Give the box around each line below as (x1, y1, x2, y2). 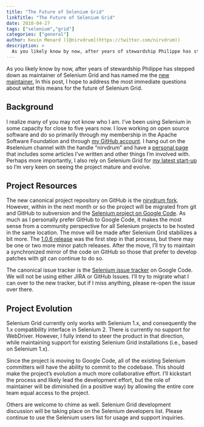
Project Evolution (6, 303, 73, 314)
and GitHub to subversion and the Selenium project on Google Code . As (6, 210, 186, 217)
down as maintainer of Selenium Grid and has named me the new (6, 71, 170, 79)
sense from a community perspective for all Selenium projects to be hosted (6, 223, 195, 230)
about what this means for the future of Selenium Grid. (6, 84, 143, 92)
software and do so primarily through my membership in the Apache (6, 131, 177, 138)
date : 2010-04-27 (6, 20, 50, 26)
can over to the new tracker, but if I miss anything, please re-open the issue (6, 280, 195, 287)
